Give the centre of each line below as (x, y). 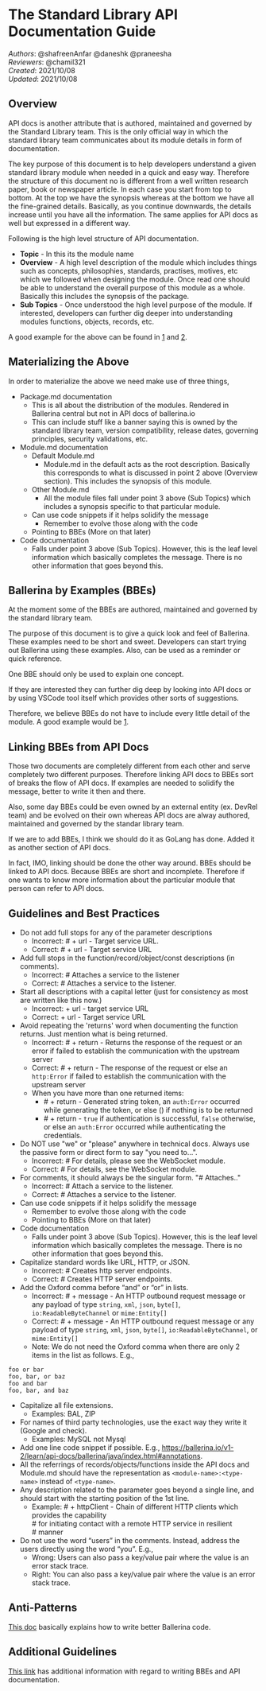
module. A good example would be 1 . (69, 722)
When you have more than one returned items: (108, 1093)
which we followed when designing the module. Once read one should (135, 279)
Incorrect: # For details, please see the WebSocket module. (129, 1160)
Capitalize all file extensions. (66, 1405)
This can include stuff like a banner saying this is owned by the (135, 422)
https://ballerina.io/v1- (198, 1448)
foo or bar (26, 1370)
